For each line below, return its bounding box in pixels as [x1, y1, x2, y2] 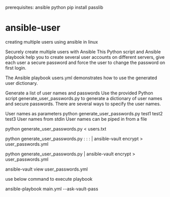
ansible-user [5, 22, 61, 34]
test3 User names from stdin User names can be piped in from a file [5, 116, 147, 122]
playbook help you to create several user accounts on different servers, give [5, 54, 165, 60]
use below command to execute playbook [5, 176, 93, 182]
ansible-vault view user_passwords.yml [5, 166, 88, 172]
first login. [5, 64, 26, 71]
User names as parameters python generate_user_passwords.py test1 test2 [5, 110, 163, 116]
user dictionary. [5, 80, 38, 86]
